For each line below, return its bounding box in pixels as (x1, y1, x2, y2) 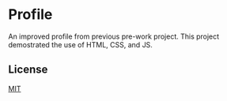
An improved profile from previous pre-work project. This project (8, 32, 220, 41)
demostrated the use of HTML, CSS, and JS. (8, 39, 153, 49)
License (8, 63, 48, 77)
